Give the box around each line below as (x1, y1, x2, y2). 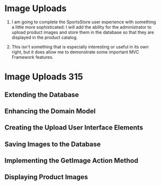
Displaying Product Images (4, 173, 88, 181)
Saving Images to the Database (4, 140, 101, 148)
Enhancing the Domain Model (4, 107, 96, 115)
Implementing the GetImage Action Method (4, 156, 139, 165)
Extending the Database (4, 90, 79, 99)
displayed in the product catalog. (11, 34, 78, 40)
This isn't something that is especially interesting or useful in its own (11, 44, 149, 50)
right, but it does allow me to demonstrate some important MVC (11, 49, 139, 55)
